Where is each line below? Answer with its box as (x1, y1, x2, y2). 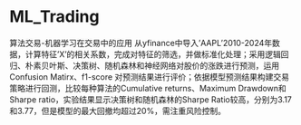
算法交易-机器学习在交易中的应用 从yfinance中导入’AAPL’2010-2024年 (9, 37, 273, 48)
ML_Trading (9, 6, 100, 27)
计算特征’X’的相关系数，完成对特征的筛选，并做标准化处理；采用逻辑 (24, 48, 281, 60)
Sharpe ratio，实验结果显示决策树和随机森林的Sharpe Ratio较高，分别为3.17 (9, 93, 293, 105)
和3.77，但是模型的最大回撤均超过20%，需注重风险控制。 (9, 105, 227, 116)
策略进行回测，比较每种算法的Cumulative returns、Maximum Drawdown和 (9, 82, 287, 93)
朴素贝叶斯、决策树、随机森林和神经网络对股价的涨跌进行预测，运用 (24, 60, 279, 71)
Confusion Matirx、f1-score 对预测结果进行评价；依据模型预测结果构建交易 (9, 71, 290, 82)
